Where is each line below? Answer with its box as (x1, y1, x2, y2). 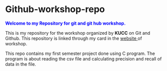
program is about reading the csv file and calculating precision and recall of (5, 55, 162, 61)
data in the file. (5, 61, 36, 67)
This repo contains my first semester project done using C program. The (5, 50, 155, 56)
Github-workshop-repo (5, 4, 105, 15)
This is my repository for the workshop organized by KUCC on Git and (5, 30, 150, 36)
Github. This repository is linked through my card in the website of (5, 35, 142, 41)
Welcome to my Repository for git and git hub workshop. (5, 20, 126, 26)
